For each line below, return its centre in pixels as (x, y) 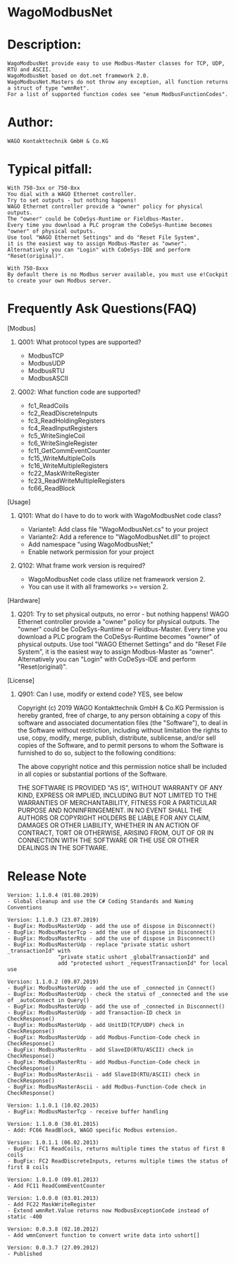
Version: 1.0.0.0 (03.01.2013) (53, 1198)
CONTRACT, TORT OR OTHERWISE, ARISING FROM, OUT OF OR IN (115, 833)
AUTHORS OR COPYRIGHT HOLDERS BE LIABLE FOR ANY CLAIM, (114, 818)
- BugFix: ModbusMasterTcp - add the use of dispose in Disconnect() (112, 932)
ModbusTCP (46, 356)
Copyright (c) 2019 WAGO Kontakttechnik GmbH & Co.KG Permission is (121, 707)
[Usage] (19, 502)
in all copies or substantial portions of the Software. (92, 774)
